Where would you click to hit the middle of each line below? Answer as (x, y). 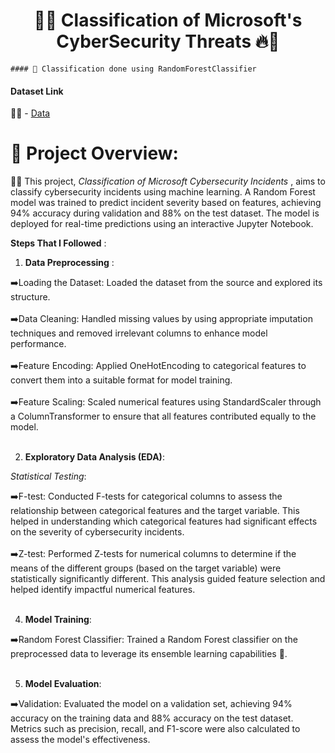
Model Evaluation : (63, 684)
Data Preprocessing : (69, 263)
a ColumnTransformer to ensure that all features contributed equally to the (163, 416)
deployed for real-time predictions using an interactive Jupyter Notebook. (162, 224)
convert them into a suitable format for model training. (121, 380)
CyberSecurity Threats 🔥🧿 (168, 41)
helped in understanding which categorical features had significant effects (164, 521)
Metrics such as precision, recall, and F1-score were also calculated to (155, 729)
